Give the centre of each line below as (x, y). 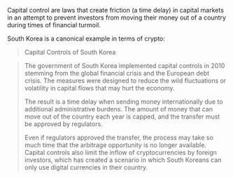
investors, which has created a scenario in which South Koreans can (123, 160)
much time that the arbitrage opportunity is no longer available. (115, 145)
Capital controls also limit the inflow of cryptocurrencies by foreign (120, 152)
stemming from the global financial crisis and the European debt (117, 73)
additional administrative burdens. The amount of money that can (119, 109)
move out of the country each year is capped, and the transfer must (122, 116)
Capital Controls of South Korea (70, 52)
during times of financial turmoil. (54, 25)
